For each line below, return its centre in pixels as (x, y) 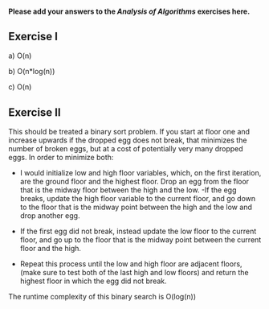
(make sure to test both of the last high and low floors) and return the (134, 273)
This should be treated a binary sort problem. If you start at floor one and (129, 132)
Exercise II (35, 112)
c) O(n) (20, 87)
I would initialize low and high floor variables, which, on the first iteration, (141, 173)
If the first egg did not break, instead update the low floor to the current (138, 231)
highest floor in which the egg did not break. (93, 281)
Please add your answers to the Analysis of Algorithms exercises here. (129, 11)
